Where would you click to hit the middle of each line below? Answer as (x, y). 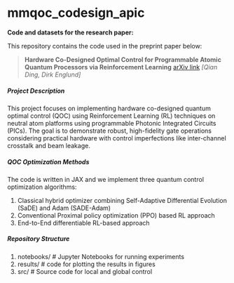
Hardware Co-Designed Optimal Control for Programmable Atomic (123, 59)
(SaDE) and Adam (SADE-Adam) (64, 208)
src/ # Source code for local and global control (85, 271)
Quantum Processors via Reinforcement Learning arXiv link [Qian (121, 67)
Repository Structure (39, 239)
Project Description (36, 91)
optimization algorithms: (42, 187)
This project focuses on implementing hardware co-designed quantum (109, 108)
